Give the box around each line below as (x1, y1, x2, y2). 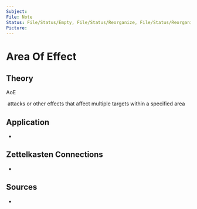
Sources (6, 182, 38, 192)
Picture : (6, 25, 28, 31)
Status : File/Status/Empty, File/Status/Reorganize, (6, 19, 138, 25)
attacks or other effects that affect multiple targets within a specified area (7, 100, 185, 107)
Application (6, 117, 50, 127)
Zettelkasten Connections (6, 150, 104, 160)
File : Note (6, 14, 33, 20)
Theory (6, 73, 34, 83)
